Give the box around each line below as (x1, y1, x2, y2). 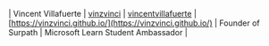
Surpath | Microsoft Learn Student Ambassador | (8, 27, 189, 37)
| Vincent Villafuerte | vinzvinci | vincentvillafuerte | (8, 9, 198, 19)
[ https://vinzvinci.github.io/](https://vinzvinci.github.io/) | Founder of (8, 18, 260, 28)
